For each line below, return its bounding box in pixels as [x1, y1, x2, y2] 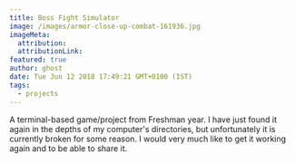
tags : [9, 81, 30, 90]
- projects [17, 89, 59, 98]
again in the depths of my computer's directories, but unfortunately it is [9, 123, 276, 134]
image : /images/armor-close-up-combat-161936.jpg [9, 22, 202, 31]
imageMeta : [9, 30, 51, 39]
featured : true [9, 55, 67, 64]
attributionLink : [17, 47, 84, 56]
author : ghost [9, 64, 64, 73]
